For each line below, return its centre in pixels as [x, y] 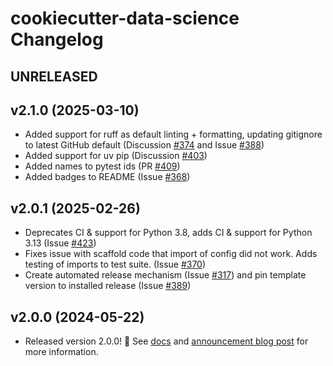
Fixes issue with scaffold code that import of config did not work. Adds [171, 254]
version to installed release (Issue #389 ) [108, 286]
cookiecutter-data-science [125, 18]
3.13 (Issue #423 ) [60, 243]
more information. [61, 352]
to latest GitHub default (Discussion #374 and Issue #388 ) [144, 145]
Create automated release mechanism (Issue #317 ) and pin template [165, 275]
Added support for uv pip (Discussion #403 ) [116, 156]
